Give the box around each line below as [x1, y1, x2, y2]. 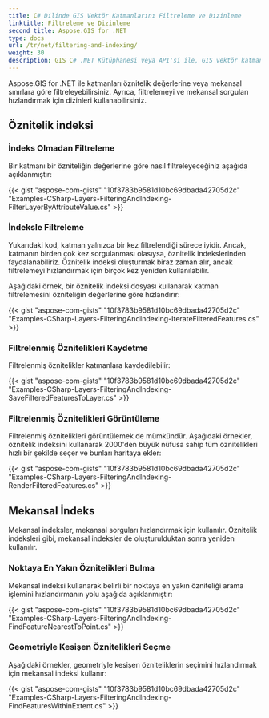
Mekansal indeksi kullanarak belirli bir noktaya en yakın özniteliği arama [8, 580, 244, 590]
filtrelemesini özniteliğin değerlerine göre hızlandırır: [8, 289, 180, 299]
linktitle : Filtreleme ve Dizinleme [8, 19, 130, 27]
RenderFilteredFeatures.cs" [8, 481, 99, 490]
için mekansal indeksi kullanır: [8, 668, 107, 678]
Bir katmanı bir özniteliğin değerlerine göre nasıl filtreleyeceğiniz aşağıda [8, 161, 248, 171]
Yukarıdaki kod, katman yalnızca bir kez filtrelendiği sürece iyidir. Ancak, [8, 240, 247, 249]
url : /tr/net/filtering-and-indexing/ [8, 42, 138, 50]
